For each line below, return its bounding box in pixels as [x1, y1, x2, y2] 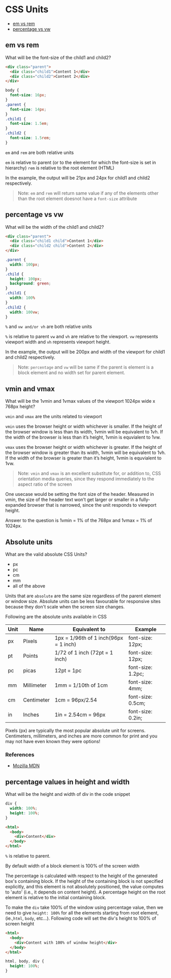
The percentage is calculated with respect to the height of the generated [5, 873, 158, 879]
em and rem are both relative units [5, 149, 74, 156]
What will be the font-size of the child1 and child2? [5, 54, 111, 60]
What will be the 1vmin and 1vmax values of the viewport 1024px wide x [5, 398, 155, 404]
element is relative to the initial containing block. [5, 895, 106, 901]
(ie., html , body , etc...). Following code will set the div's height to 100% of [5, 915, 157, 922]
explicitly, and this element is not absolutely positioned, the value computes [5, 884, 164, 890]
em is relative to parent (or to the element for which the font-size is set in [5, 159, 156, 165]
